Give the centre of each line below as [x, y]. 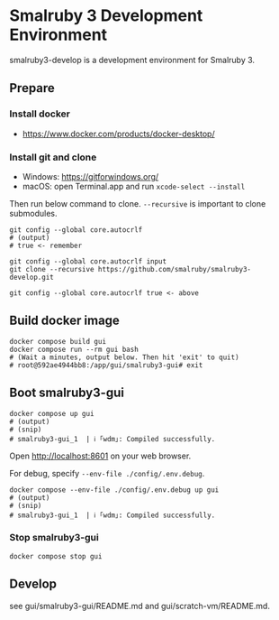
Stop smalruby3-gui [54, 538]
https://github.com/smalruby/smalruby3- [175, 269]
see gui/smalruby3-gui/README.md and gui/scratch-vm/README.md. [139, 606]
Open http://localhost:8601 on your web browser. [100, 456]
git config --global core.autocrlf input [88, 261]
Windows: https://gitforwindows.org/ [90, 176]
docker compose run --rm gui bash [74, 349]
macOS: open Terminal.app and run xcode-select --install [134, 186]
